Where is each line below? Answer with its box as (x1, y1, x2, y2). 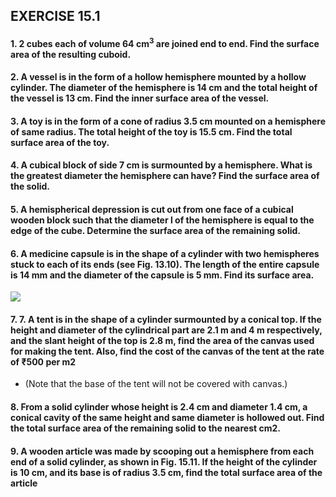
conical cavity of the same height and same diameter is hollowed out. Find (10, 412, 325, 424)
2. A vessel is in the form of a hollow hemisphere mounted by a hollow (10, 71, 307, 83)
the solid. (10, 180, 51, 193)
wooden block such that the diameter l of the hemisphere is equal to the (10, 214, 315, 226)
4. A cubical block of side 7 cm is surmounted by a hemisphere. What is (10, 159, 313, 171)
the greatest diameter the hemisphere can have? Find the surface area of (10, 170, 320, 182)
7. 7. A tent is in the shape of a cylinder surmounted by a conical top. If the (10, 313, 322, 325)
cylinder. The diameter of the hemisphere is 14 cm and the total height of (10, 82, 318, 94)
